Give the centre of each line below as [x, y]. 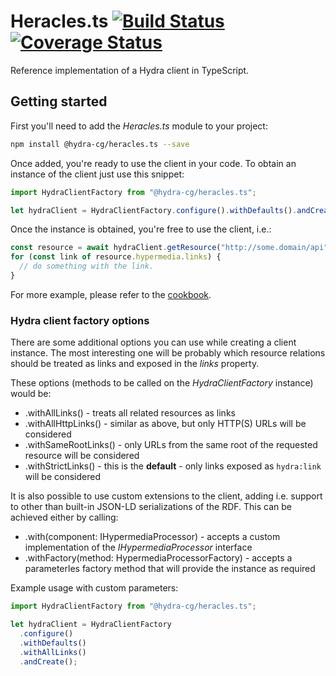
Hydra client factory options [80, 320]
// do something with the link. [87, 266]
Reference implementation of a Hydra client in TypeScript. [130, 70]
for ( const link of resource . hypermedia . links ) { [116, 257]
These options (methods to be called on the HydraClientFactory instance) [162, 383]
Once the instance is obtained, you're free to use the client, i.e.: [141, 229]
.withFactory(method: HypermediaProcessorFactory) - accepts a [158, 558]
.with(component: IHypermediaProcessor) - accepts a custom [152, 537]
